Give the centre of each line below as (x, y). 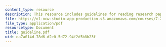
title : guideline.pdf (27, 32)
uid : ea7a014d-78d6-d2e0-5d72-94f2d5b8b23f (51, 37)
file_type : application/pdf (34, 23)
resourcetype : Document (30, 28)
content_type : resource (30, 10)
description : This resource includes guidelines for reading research (79, 14)
